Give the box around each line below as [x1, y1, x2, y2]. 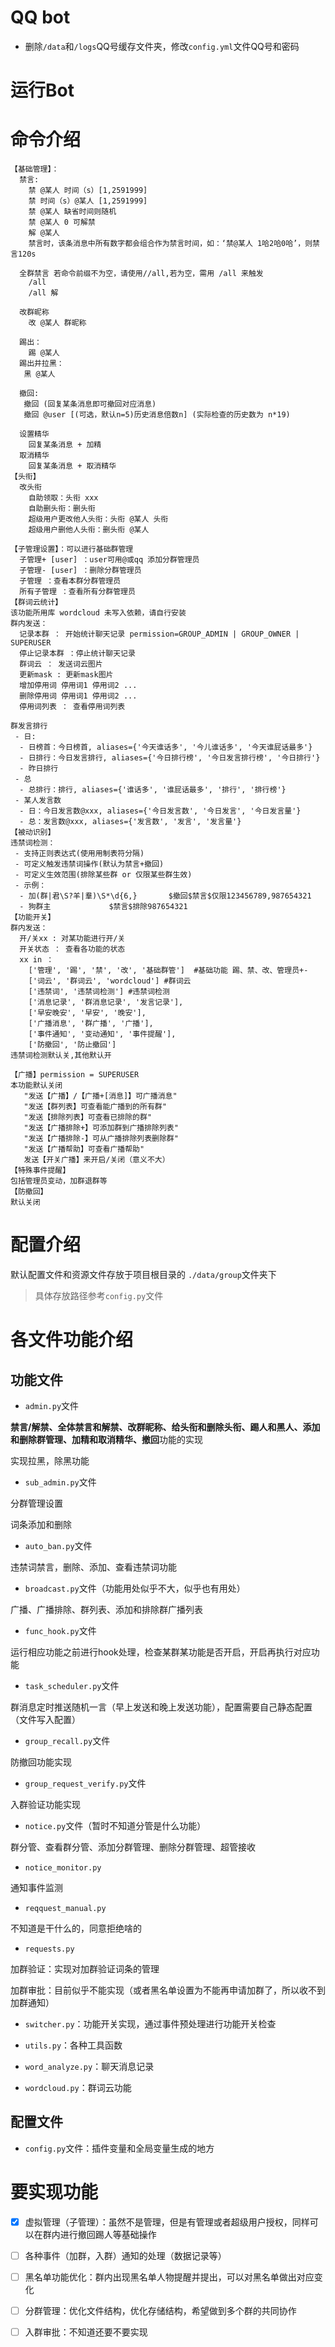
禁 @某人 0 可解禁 [28, 217, 96, 228]
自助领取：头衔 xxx [28, 493, 99, 503]
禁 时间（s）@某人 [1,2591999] [28, 196, 148, 206]
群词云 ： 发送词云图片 [19, 659, 103, 670]
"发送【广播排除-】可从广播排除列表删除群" [23, 1134, 179, 1144]
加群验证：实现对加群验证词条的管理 [10, 1963, 160, 1975]
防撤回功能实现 [10, 1756, 72, 1768]
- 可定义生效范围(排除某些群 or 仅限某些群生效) [14, 870, 193, 880]
